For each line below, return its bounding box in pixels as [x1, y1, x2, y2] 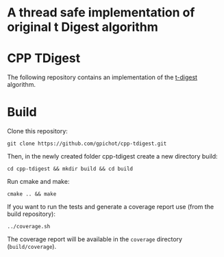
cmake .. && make [7, 191, 57, 198]
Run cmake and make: [7, 178, 70, 186]
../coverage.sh [7, 224, 51, 230]
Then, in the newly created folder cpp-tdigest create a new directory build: [7, 152, 218, 161]
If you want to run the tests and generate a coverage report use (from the [7, 203, 214, 211]
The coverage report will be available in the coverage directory [7, 235, 183, 243]
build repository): [7, 210, 56, 218]
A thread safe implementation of [7, 5, 195, 21]
